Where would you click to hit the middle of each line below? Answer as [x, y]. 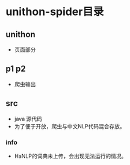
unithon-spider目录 [55, 12]
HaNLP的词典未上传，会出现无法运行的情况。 [70, 156]
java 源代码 [28, 119]
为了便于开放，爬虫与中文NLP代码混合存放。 [70, 126]
